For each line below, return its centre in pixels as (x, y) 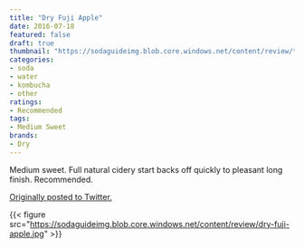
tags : (19, 119)
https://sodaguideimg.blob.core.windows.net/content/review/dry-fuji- (160, 224)
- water (24, 77)
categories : (32, 60)
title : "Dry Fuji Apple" (56, 18)
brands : (24, 136)
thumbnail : (30, 52)
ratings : (26, 102)
